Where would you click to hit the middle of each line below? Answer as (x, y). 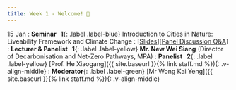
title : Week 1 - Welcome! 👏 (49, 14)
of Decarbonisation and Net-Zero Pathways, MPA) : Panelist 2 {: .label (110, 56)
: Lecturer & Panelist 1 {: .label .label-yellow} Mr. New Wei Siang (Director (116, 49)
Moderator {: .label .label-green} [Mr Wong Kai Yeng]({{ (132, 71)
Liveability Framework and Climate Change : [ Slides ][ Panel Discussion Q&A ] (118, 41)
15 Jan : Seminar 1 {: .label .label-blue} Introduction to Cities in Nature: (110, 34)
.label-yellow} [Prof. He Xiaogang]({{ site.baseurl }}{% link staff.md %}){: (114, 63)
